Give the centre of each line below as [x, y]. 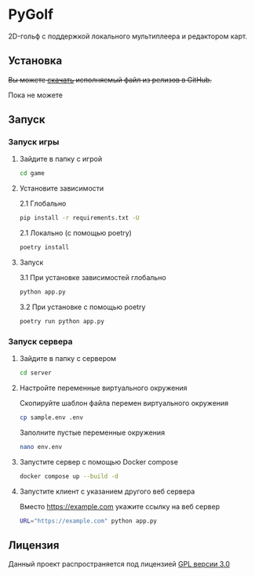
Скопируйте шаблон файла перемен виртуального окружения [124, 403]
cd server [36, 373]
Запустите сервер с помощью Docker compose [99, 461]
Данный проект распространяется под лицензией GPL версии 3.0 [119, 564]
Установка [35, 61]
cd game [32, 173]
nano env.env [41, 447]
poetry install [44, 248]
